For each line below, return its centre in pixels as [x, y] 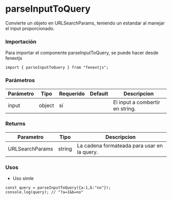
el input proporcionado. [30, 28]
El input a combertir [137, 102]
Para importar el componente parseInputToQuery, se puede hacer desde [82, 53]
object [46, 105]
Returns [15, 124]
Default [99, 93]
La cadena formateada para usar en [120, 145]
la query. [88, 152]
